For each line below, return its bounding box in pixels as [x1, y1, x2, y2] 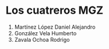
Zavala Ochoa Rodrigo [14, 36, 70, 43]
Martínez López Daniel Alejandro [14, 23, 96, 30]
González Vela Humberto [14, 29, 76, 36]
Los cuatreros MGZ [5, 4, 104, 17]
